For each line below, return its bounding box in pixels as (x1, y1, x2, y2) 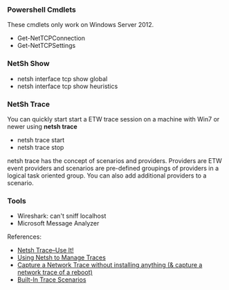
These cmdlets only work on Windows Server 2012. (7, 21, 154, 29)
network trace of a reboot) (17, 268, 93, 277)
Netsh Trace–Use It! (17, 246, 74, 255)
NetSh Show (7, 59, 50, 69)
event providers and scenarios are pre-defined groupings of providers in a (7, 164, 219, 172)
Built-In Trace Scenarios (17, 275, 86, 284)
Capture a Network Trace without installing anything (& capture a (17, 261, 203, 269)
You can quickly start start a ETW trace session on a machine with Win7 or (7, 114, 220, 123)
